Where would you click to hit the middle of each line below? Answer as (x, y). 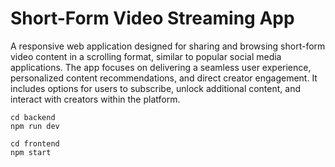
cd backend (33, 117)
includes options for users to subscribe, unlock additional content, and (156, 88)
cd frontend (35, 143)
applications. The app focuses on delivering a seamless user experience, (161, 67)
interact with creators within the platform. (95, 99)
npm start (31, 152)
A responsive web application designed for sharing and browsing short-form (168, 46)
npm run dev (35, 126)
